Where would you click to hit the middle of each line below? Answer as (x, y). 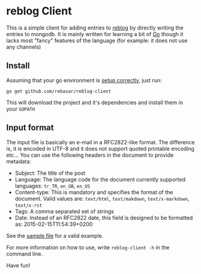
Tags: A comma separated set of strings (64, 211)
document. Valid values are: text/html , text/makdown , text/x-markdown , (102, 198)
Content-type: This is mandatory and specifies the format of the (94, 192)
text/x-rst (28, 205)
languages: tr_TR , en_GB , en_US (52, 186)
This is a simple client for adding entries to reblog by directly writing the (95, 28)
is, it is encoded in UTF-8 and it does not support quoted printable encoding (100, 148)
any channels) (24, 47)
